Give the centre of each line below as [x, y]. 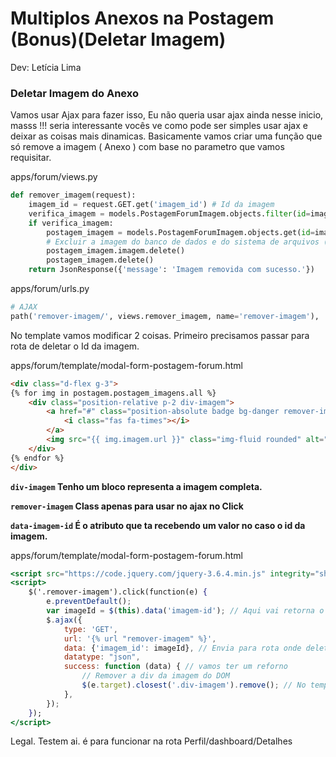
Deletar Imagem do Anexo [74, 93]
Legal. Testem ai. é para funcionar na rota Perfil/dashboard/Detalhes [151, 741]
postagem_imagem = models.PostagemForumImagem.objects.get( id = [180, 232]
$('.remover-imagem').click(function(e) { [118, 592]
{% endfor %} [37, 458]
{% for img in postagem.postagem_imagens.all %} [113, 393]
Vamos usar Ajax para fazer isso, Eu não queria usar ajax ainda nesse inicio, [167, 115]
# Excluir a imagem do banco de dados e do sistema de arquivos [183, 242]
